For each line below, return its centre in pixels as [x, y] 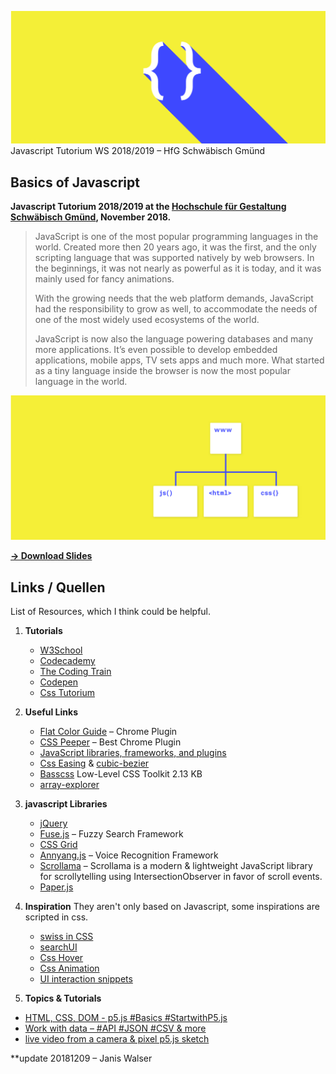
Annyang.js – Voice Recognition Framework [129, 855]
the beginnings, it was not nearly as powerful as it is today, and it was [178, 268]
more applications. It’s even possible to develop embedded [156, 349]
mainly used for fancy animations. [104, 278]
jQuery [53, 823]
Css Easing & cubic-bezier [94, 763]
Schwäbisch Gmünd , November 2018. [91, 217]
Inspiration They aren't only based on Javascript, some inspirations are [172, 907]
